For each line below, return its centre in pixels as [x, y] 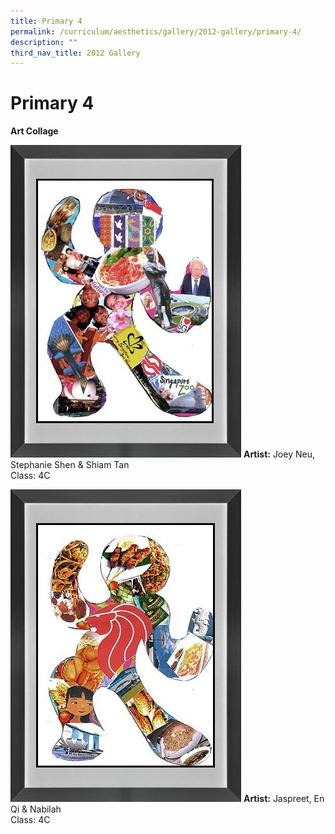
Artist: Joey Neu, [279, 454]
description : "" [44, 42]
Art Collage [34, 131]
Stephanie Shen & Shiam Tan [70, 465]
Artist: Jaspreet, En [284, 799]
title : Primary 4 [46, 21]
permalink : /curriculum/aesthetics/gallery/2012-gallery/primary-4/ [156, 31]
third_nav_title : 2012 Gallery [75, 53]
